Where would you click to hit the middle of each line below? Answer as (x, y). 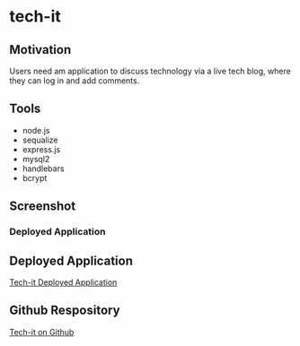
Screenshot (43, 207)
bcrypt (35, 177)
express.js (41, 149)
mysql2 (36, 159)
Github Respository (65, 311)
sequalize (40, 140)
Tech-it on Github (42, 332)
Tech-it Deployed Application (63, 282)
